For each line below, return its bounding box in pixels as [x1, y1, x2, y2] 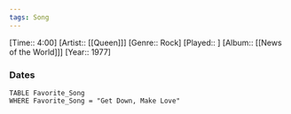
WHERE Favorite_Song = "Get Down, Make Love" [9, 96, 180, 105]
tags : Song [9, 12, 50, 22]
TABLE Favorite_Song [9, 88, 86, 97]
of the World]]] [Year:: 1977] [9, 46, 111, 57]
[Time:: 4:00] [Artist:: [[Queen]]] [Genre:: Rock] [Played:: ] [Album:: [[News [9, 37, 282, 48]
